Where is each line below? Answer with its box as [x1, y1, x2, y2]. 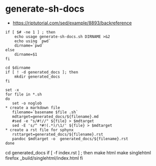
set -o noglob [12, 101, 42, 106]
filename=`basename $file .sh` [12, 110, 79, 115]
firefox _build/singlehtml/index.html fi [5, 155, 83, 161]
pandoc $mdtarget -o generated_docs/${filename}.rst [12, 136, 129, 141]
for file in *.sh [5, 92, 42, 97]
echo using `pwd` [14, 39, 51, 44]
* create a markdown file [5, 105, 60, 110]
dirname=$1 [14, 52, 38, 57]
